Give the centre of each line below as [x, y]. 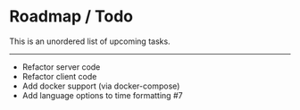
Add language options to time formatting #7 [102, 95]
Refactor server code [61, 67]
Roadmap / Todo [71, 17]
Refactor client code [59, 76]
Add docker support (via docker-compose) [101, 86]
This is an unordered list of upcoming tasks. [90, 41]
